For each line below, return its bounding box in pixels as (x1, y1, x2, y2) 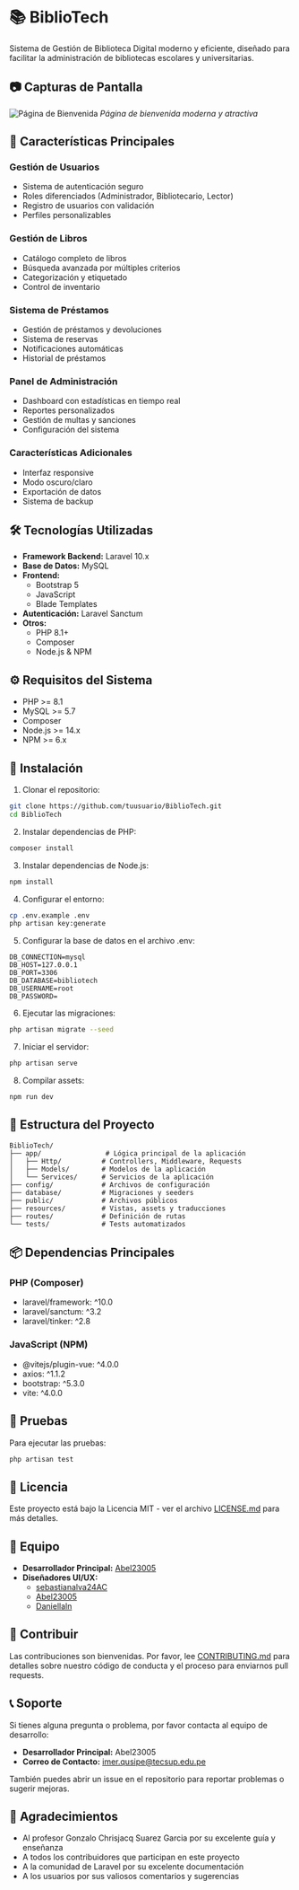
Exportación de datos (21, 486, 102, 497)
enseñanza (21, 1842, 64, 1853)
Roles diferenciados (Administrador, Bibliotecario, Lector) (21, 190, 235, 202)
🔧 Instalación (9, 760, 83, 776)
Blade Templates (35, 599, 98, 610)
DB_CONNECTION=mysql (9, 953, 87, 962)
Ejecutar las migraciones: (21, 1007, 116, 1019)
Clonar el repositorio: (21, 785, 100, 796)
